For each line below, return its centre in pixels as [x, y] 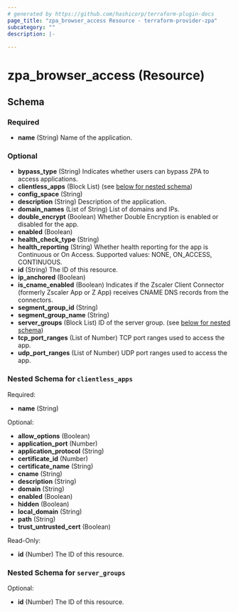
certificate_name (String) [55, 466]
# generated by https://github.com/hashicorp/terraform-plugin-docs [111, 14]
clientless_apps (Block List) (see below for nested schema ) [105, 186]
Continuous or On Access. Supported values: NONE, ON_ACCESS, [115, 255]
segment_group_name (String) [64, 315]
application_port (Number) [58, 443]
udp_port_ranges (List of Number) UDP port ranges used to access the [122, 353]
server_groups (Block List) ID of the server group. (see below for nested [124, 323]
